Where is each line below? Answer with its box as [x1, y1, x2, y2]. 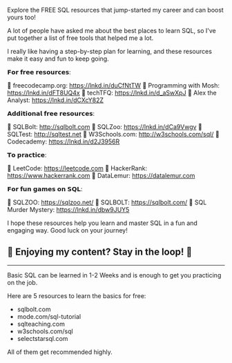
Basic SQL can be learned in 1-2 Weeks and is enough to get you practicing [7, 271, 222, 279]
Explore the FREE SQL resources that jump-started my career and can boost [7, 6, 224, 14]
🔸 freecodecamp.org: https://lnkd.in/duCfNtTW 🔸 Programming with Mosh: [7, 81, 220, 89]
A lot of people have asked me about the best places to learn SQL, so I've [7, 27, 216, 35]
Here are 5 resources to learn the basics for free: [7, 291, 146, 300]
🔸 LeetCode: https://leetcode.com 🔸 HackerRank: [7, 164, 147, 172]
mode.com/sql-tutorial [17, 312, 81, 320]
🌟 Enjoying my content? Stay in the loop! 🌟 [7, 246, 193, 258]
